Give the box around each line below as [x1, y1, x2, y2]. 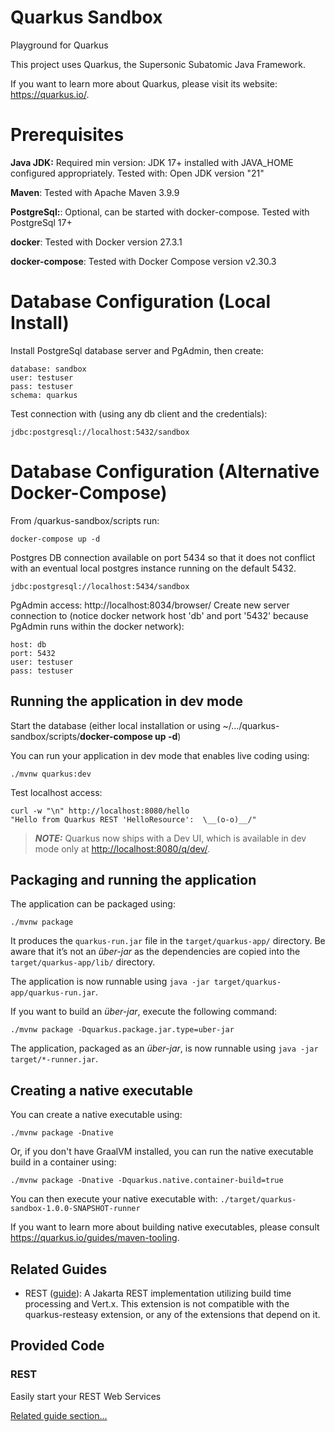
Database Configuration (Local [10, 291, 272, 313]
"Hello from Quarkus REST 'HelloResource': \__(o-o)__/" [10, 814, 257, 825]
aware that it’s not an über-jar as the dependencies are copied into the [10, 946, 301, 958]
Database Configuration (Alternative [10, 461, 320, 483]
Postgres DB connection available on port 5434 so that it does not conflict [10, 551, 316, 563]
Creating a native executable [10, 1082, 193, 1099]
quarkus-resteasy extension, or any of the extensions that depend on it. [24, 1309, 321, 1320]
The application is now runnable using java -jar [10, 976, 210, 988]
